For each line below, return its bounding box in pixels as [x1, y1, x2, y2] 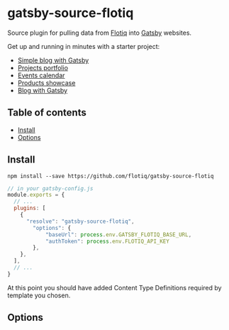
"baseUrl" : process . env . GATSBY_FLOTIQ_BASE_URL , [45, 231, 192, 238]
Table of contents [7, 106, 86, 119]
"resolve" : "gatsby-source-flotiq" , [26, 218, 135, 225]
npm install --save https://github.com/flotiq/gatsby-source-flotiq [7, 172, 214, 180]
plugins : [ [13, 204, 46, 212]
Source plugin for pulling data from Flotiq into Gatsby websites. [7, 28, 192, 37]
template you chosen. [7, 291, 71, 299]
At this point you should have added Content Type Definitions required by [7, 283, 222, 292]
